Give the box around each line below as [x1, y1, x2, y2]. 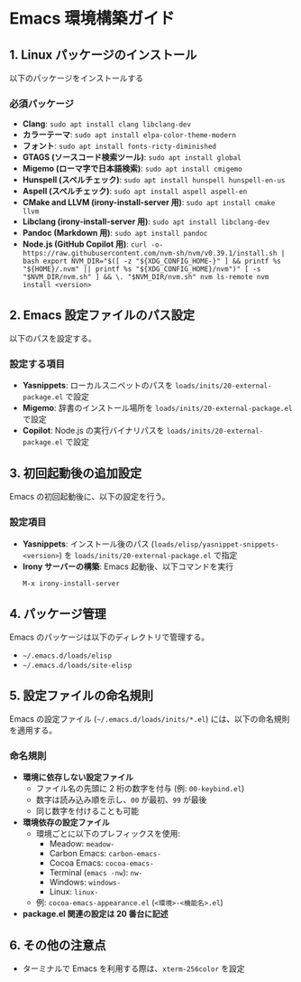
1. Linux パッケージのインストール [9, 47, 197, 62]
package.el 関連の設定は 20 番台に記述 [22, 909, 169, 920]
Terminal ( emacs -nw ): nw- [49, 867, 143, 878]
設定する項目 [9, 358, 66, 370]
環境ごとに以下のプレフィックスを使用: [35, 828, 180, 839]
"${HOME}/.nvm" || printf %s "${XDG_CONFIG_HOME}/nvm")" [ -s [22, 265, 261, 274]
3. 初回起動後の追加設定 [9, 465, 142, 481]
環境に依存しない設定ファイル [22, 772, 133, 782]
